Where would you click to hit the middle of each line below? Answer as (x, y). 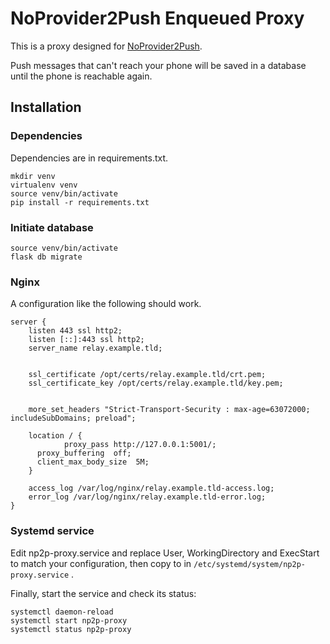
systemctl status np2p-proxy (71, 629)
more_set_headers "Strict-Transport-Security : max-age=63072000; (169, 410)
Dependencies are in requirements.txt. (89, 158)
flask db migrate (46, 257)
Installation (46, 107)
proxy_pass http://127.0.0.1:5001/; (140, 445)
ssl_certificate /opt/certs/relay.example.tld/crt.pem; (147, 375)
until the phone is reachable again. (81, 76)
